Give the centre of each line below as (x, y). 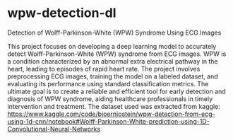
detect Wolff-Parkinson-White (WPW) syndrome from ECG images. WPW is (117, 54)
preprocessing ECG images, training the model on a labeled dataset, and (113, 76)
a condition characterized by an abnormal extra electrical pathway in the (113, 61)
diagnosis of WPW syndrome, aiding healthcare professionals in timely (110, 99)
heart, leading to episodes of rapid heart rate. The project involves (104, 69)
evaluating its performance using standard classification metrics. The (108, 83)
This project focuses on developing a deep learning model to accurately (112, 46)
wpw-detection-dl (62, 13)
